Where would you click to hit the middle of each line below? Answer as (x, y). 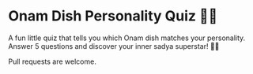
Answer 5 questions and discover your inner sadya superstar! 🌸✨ (114, 46)
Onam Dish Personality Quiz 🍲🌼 (113, 16)
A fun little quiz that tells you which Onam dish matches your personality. (127, 38)
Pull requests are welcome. (52, 61)
